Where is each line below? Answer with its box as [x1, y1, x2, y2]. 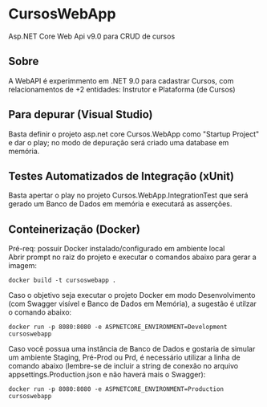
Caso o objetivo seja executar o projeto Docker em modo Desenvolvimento [8, 291, 256, 300]
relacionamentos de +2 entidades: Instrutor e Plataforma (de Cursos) [8, 84, 236, 94]
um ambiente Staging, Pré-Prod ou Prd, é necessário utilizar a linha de [8, 352, 241, 362]
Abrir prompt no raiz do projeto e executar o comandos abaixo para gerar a [8, 252, 257, 262]
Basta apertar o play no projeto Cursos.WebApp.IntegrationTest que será [8, 190, 249, 201]
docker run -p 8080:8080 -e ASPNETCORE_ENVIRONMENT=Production [8, 385, 225, 393]
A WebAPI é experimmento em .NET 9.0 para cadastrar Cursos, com [8, 75, 234, 85]
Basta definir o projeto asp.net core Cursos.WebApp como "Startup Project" [8, 129, 259, 139]
